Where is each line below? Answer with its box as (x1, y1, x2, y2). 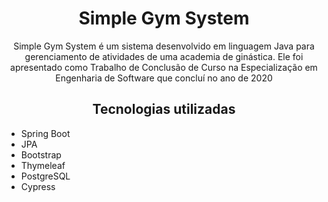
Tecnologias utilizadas (92, 101, 236, 118)
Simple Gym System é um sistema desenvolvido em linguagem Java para (13, 40, 315, 52)
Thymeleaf (20, 159, 66, 171)
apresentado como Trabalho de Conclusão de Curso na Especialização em (10, 61, 318, 73)
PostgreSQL (20, 170, 71, 182)
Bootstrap (20, 148, 62, 161)
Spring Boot (20, 127, 71, 139)
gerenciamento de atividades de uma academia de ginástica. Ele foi (24, 50, 304, 62)
